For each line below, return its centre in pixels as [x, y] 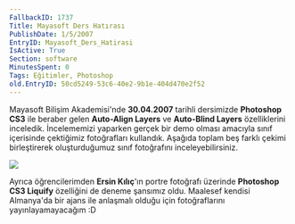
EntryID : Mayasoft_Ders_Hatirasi [71, 42]
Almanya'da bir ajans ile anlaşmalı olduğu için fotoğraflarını [117, 200]
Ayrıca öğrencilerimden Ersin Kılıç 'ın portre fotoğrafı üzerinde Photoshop [144, 181]
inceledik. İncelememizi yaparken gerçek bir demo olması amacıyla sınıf [141, 128]
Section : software [43, 59]
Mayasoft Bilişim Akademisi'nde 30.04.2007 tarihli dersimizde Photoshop [146, 109]
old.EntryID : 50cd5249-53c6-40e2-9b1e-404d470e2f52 [107, 84]
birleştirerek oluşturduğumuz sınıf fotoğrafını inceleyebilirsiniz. [124, 147]
